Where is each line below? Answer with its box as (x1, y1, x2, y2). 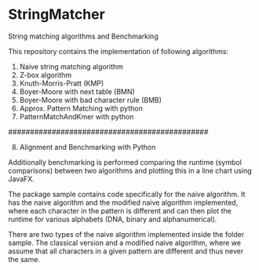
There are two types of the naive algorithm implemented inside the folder (8, 229, 245, 239)
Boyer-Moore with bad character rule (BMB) (19, 95, 162, 104)
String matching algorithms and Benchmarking (8, 31, 159, 41)
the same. (8, 254, 41, 264)
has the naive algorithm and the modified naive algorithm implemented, (8, 198, 239, 207)
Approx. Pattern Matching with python (19, 104, 143, 113)
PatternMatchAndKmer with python (19, 111, 134, 121)
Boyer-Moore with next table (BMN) (19, 86, 135, 96)
